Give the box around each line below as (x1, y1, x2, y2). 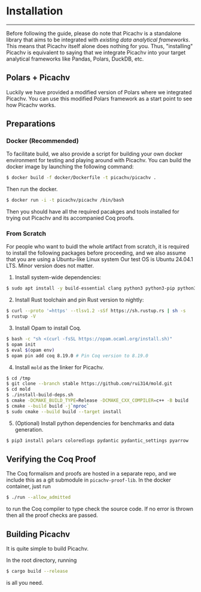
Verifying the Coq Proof (6, 455, 96, 464)
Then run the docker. (6, 186, 58, 193)
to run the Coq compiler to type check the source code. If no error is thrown (6, 506, 193, 513)
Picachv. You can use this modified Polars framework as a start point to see (6, 95, 193, 102)
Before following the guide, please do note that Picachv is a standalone (6, 29, 181, 37)
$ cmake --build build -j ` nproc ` (6, 403, 90, 409)
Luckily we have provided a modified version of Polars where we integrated (6, 88, 192, 95)
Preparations (6, 119, 56, 129)
